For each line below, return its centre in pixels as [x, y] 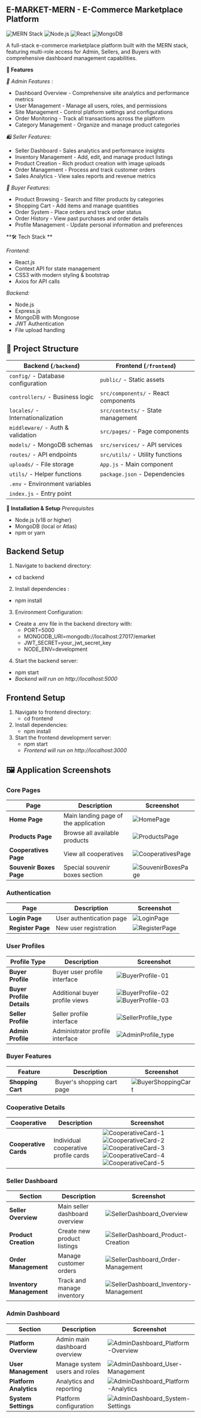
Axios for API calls [37, 281]
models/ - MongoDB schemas [51, 445]
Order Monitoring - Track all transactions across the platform [90, 118]
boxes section [83, 874]
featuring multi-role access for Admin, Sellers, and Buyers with [83, 52]
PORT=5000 [39, 630]
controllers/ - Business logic [51, 397]
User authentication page [92, 918]
